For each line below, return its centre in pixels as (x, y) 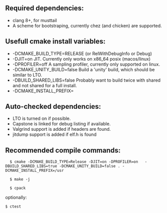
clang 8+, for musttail (34, 20)
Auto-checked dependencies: (53, 107)
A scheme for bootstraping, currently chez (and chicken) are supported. (87, 26)
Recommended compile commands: (63, 150)
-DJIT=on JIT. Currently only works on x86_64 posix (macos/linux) (81, 59)
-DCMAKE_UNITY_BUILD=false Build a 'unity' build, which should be (83, 69)
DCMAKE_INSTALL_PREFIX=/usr (35, 171)
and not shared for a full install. (45, 85)
